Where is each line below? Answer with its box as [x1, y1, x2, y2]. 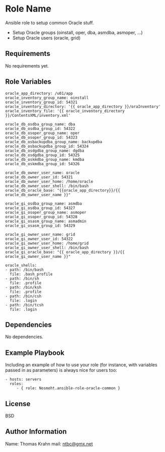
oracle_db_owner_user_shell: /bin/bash [5, 183, 89, 188]
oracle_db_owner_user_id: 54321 [5, 174, 73, 179]
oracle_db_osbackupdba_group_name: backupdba [5, 139, 102, 144]
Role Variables [5, 78, 51, 86]
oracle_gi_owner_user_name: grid [5, 232, 75, 237]
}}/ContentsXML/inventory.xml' [5, 113, 71, 118]
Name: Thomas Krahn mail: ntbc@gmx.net [5, 440, 93, 446]
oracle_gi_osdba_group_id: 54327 [5, 205, 75, 211]
